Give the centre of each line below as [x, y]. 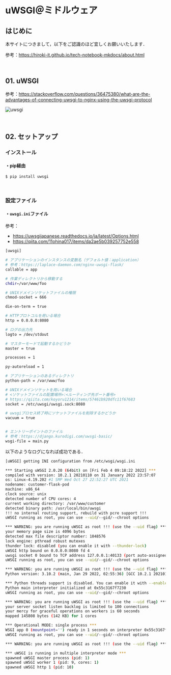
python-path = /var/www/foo [35, 381]
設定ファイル [21, 201]
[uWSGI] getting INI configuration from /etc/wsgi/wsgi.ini [70, 461]
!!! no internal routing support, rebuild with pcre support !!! [76, 513]
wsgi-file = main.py [27, 441]
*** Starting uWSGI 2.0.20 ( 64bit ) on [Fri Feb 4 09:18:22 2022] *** [81, 470]
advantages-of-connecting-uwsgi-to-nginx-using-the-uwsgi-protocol [79, 99]
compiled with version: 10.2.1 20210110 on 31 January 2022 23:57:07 [81, 475]
